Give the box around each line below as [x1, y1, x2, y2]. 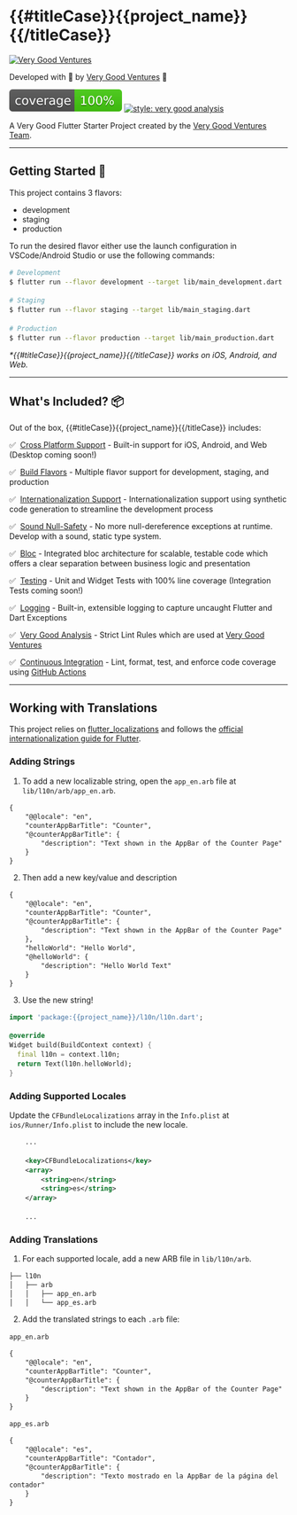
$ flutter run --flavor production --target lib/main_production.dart [9, 333, 275, 342]
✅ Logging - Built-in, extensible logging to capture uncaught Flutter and [9, 602, 272, 613]
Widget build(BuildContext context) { [9, 1041, 152, 1050]
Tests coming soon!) [9, 585, 84, 596]
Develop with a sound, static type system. [9, 530, 162, 542]
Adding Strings [9, 755, 75, 768]
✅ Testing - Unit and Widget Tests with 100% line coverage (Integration [9, 574, 271, 586]
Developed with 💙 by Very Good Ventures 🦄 [9, 71, 168, 82]
